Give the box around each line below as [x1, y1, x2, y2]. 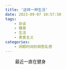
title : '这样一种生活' [5, 7, 48, 12]
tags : [5, 16, 16, 21]
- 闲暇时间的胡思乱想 [14, 44, 52, 49]
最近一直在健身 [14, 58, 46, 65]
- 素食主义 [14, 35, 34, 40]
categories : [5, 40, 30, 45]
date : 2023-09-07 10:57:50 [5, 12, 61, 17]
